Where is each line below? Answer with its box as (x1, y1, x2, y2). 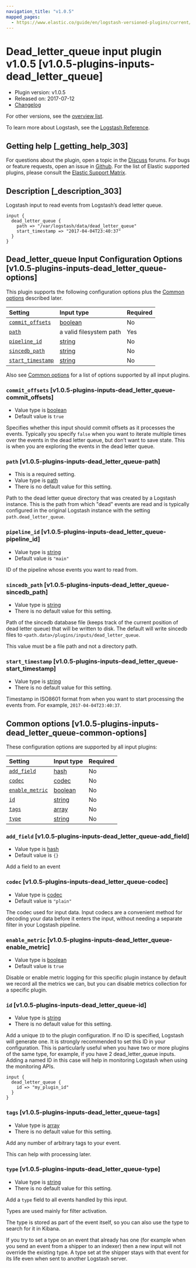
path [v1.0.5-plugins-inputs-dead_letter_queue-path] (6, 457, 160, 466)
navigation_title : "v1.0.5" (6, 8, 75, 15)
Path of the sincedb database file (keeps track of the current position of (6, 618, 178, 626)
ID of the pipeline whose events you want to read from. (6, 566, 138, 573)
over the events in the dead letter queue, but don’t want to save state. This (6, 437, 185, 444)
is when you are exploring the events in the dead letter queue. (6, 443, 155, 450)
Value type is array (14, 1122, 60, 1129)
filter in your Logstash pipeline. (6, 921, 80, 928)
